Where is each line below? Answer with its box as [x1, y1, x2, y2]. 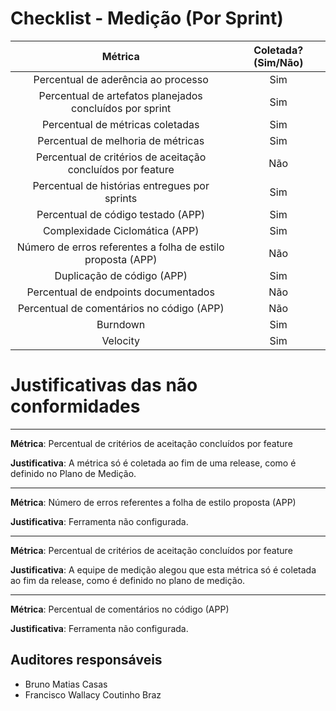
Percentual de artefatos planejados [38, 88, 203, 102]
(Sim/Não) [253, 55, 304, 69]
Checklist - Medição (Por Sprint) [10, 7, 284, 30]
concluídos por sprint [70, 101, 172, 115]
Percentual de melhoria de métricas [37, 133, 205, 147]
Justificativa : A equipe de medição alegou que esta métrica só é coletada [10, 563, 317, 576]
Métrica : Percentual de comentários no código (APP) [10, 603, 230, 615]
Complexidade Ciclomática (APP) [42, 223, 200, 237]
